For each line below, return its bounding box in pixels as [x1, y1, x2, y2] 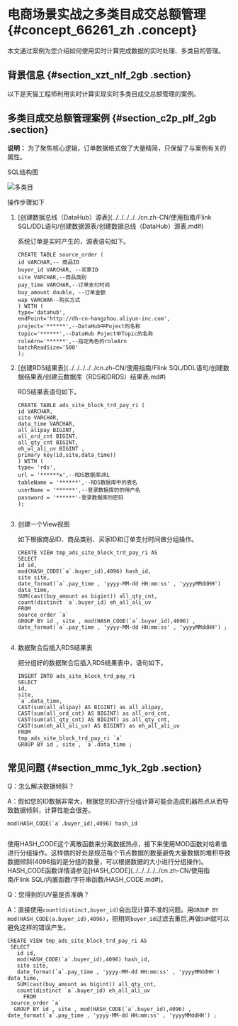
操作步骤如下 [7, 198, 45, 206]
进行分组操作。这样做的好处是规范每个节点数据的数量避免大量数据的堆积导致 [7, 848, 231, 857]
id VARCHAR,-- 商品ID [17, 259, 80, 266]
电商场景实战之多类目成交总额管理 [7, 6, 207, 23]
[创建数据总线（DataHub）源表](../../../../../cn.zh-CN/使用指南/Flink [17, 212, 212, 221]
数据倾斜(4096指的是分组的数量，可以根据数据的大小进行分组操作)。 [7, 858, 208, 866]
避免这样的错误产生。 [7, 923, 69, 931]
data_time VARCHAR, [17, 420, 76, 427]
